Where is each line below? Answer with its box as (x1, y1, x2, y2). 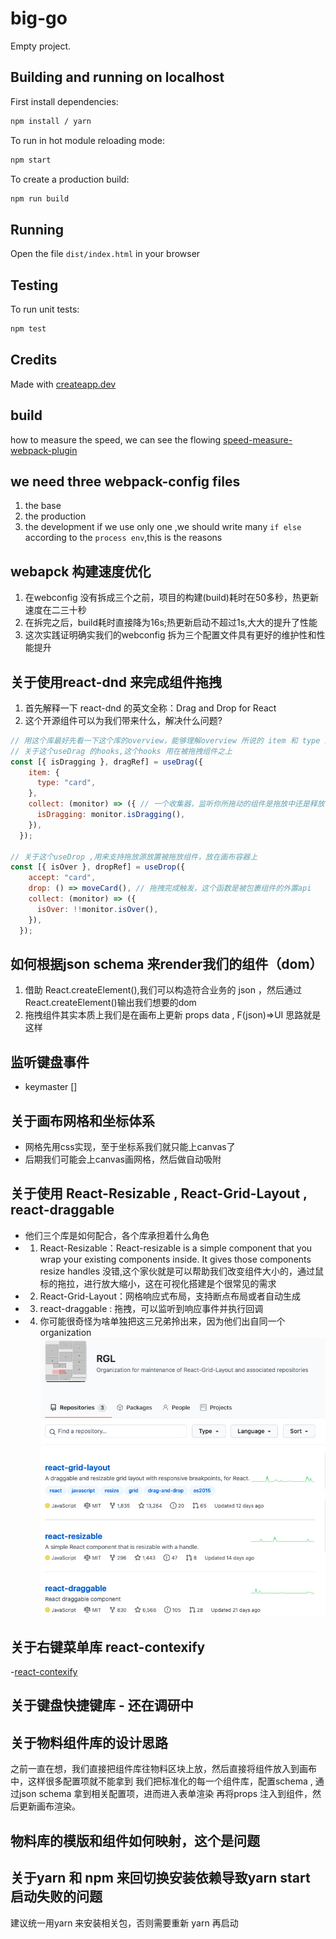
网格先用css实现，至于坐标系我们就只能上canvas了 (24, 1141, 236, 1152)
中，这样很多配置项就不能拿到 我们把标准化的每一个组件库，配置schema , (10, 1775, 313, 1787)
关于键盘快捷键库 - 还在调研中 (10, 1697, 194, 1714)
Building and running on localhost (10, 69, 225, 86)
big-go (10, 7, 68, 30)
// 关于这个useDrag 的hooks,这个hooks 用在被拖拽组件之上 (10, 746, 233, 756)
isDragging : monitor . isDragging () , (36, 810, 186, 820)
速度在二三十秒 (24, 604, 87, 616)
